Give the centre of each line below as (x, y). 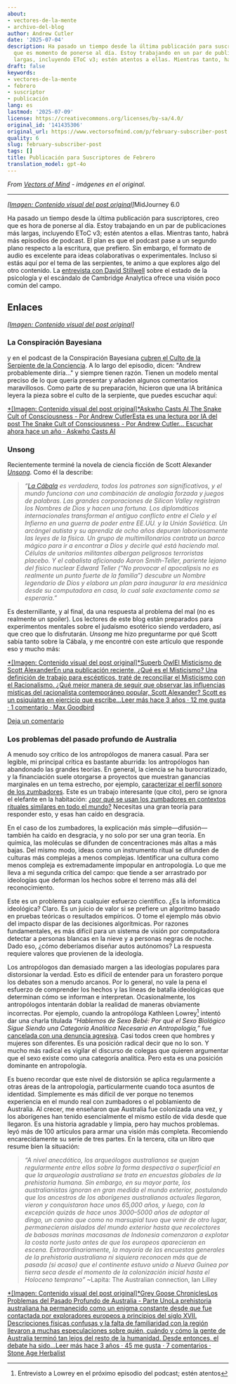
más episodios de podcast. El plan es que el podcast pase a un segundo (112, 241)
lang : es (20, 105)
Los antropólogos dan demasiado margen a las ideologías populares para (113, 967)
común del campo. (34, 285)
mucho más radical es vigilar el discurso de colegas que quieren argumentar (118, 1051)
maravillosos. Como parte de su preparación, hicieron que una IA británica (115, 387)
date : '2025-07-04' (36, 40)
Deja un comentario (36, 721)
